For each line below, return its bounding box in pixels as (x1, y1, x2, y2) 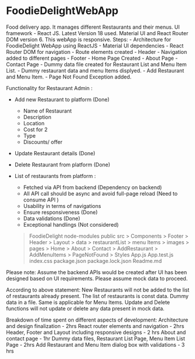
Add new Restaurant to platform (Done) (14, 95, 110, 103)
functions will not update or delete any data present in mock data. (6, 305, 165, 312)
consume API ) (23, 196, 59, 203)
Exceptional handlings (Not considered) (23, 221, 119, 228)
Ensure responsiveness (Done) (23, 208, 98, 216)
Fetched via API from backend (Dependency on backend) (23, 183, 162, 191)
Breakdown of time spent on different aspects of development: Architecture (6, 316, 189, 323)
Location (23, 119, 45, 126)
